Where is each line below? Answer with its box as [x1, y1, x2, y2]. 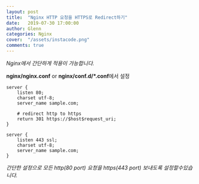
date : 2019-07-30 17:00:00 [6, 20, 79, 26]
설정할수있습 [163, 164, 193, 171]
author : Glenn [6, 25, 42, 32]
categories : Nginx [6, 31, 52, 37]
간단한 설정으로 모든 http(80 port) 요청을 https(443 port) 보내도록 [6, 164, 162, 171]
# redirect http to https [17, 111, 82, 117]
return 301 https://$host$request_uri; [17, 115, 117, 122]
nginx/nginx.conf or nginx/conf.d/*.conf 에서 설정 [6, 72, 130, 79]
